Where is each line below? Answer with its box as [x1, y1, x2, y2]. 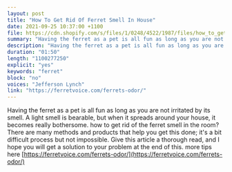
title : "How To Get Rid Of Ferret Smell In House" [7, 17, 156, 23]
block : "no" [7, 74, 41, 82]
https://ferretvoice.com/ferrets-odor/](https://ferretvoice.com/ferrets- [23, 150, 223, 159]
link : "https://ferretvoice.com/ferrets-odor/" [7, 87, 147, 94]
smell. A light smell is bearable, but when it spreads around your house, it [7, 113, 216, 122]
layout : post [7, 10, 45, 17]
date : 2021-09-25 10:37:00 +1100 [7, 23, 104, 30]
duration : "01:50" [7, 49, 60, 56]
